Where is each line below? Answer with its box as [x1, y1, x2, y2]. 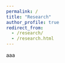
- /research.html [11, 36, 54, 41]
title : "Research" [6, 14, 51, 20]
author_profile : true [6, 19, 60, 25]
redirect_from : [6, 24, 44, 31]
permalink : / [6, 8, 38, 15]
